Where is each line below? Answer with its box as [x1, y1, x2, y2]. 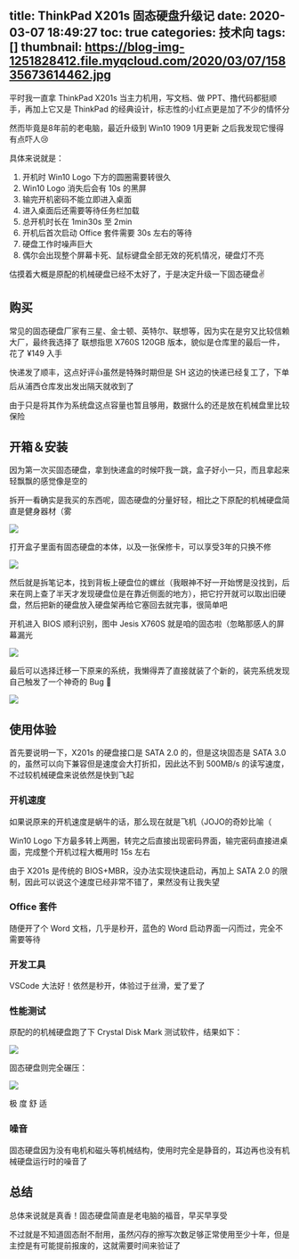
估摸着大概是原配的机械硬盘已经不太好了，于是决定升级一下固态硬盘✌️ [9, 269, 265, 279]
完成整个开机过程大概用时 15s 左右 [24, 846, 151, 857]
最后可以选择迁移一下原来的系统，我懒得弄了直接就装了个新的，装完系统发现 [9, 666, 290, 676]
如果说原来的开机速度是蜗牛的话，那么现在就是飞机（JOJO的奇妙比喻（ [9, 816, 272, 827]
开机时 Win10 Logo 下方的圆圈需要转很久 [21, 171, 172, 182]
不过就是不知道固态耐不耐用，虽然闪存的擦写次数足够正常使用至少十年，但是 [9, 1229, 290, 1239]
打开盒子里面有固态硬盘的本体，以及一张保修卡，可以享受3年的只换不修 [9, 542, 271, 552]
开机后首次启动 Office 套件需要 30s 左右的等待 [21, 227, 193, 238]
